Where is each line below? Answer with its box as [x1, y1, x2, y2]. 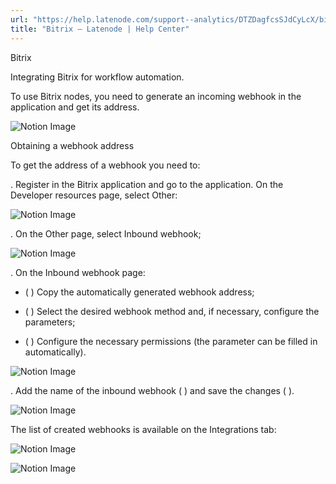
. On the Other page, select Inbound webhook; [10, 227, 202, 240]
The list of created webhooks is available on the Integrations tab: [10, 423, 277, 435]
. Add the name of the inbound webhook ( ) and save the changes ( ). [10, 384, 295, 396]
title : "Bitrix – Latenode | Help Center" [10, 24, 190, 34]
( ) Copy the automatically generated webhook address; [24, 286, 255, 298]
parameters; [24, 316, 76, 328]
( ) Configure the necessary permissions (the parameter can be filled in [24, 335, 318, 347]
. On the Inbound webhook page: [10, 266, 146, 278]
